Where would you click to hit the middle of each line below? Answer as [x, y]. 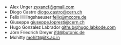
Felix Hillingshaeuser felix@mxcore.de [48, 17]
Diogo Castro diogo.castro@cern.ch [46, 12]
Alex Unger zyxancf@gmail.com [42, 7]
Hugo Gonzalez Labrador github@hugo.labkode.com [63, 27]
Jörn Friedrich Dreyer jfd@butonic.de [47, 32]
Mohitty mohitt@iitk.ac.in [35, 37]
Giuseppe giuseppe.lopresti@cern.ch [47, 22]
